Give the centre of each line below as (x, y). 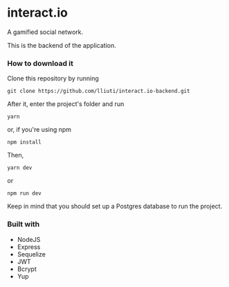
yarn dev (20, 168)
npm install (24, 142)
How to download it (40, 63)
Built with (24, 225)
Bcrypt (27, 269)
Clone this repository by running (53, 78)
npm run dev (24, 193)
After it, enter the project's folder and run (66, 104)
